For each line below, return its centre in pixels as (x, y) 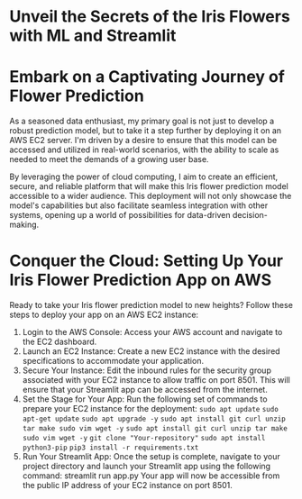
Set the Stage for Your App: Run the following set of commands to (145, 399)
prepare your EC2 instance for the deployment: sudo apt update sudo (151, 409)
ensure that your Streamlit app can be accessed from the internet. (145, 390)
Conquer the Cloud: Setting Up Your (146, 261)
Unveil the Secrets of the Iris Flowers (150, 17)
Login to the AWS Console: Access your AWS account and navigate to (152, 332)
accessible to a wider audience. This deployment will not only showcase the (151, 196)
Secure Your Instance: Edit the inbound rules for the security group (147, 370)
